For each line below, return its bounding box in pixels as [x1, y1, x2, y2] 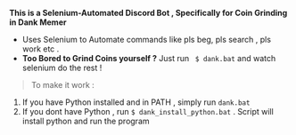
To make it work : [30, 80, 95, 90]
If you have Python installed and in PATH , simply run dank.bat [21, 97, 251, 107]
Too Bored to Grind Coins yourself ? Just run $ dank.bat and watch [21, 53, 276, 63]
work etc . [21, 44, 60, 54]
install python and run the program [21, 115, 150, 126]
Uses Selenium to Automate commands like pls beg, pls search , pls [21, 35, 272, 44]
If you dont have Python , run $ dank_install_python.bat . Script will [21, 107, 274, 116]
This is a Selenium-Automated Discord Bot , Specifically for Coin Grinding [9, 8, 288, 18]
